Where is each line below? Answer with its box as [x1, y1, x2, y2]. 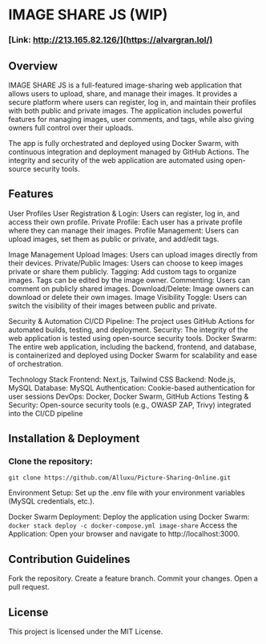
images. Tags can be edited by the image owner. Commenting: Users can [8, 275, 251, 285]
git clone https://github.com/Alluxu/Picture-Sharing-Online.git [8, 474, 231, 482]
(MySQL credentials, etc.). [8, 496, 95, 506]
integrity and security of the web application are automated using [8, 155, 224, 165]
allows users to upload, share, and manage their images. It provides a [8, 88, 238, 98]
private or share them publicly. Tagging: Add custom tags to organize [8, 266, 237, 276]
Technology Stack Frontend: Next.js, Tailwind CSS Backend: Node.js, [8, 375, 236, 384]
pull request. [8, 582, 50, 592]
